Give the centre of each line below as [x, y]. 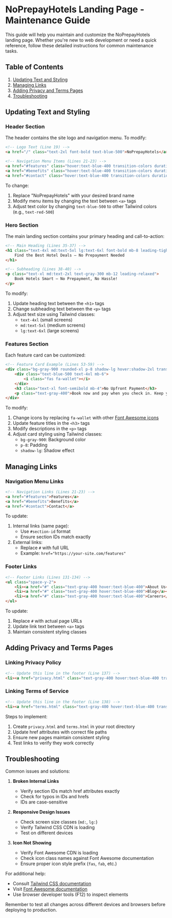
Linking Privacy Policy [33, 663]
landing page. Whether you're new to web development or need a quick [81, 40]
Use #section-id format [45, 531]
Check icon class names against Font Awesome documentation [87, 858]
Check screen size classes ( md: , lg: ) [59, 822]
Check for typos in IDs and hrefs [55, 797]
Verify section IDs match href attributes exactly [70, 791]
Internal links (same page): [41, 526]
